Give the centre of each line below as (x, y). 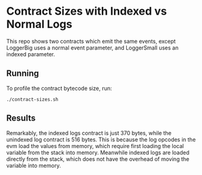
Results (21, 118)
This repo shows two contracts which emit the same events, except (91, 41)
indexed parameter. (31, 54)
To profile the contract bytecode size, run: (59, 88)
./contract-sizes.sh (33, 99)
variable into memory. (34, 165)
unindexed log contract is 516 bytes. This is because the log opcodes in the (101, 140)
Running (23, 74)
